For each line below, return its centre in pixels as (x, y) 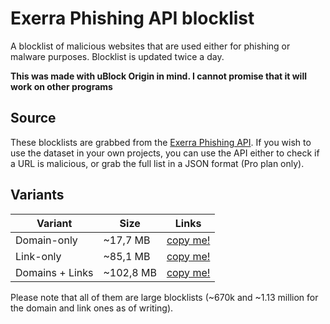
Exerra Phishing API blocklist (132, 18)
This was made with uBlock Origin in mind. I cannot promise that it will (158, 76)
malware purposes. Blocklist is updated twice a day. (117, 56)
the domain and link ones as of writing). (92, 308)
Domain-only (46, 240)
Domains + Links (54, 272)
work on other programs (61, 86)
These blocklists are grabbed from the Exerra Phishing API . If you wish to (161, 142)
